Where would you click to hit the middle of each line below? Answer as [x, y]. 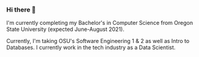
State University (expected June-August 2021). [65, 29]
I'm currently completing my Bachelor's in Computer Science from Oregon [100, 23]
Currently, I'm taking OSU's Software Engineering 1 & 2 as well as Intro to [98, 41]
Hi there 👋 [21, 10]
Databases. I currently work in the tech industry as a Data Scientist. [91, 47]
